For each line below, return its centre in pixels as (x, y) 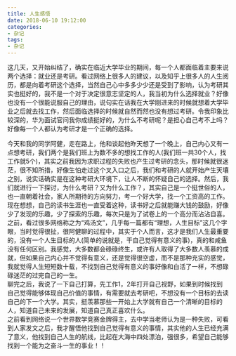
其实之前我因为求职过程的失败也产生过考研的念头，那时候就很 (133, 161)
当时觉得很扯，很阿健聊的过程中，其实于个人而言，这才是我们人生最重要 (124, 231)
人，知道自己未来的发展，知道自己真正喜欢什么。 (78, 310)
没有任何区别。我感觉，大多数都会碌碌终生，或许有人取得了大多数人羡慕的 (115, 249)
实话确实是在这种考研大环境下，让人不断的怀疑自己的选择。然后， (127, 179)
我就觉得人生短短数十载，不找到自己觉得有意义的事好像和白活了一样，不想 (115, 266)
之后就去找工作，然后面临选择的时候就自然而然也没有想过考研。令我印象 (118, 111)
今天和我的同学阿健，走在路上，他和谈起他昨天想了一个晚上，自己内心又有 (115, 144)
